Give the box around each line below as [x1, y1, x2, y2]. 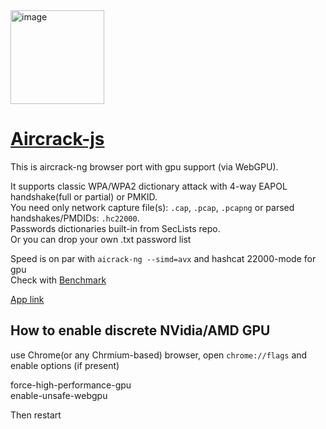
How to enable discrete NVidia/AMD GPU [10, 322, 271, 339]
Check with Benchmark [10, 274, 107, 286]
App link [10, 293, 45, 305]
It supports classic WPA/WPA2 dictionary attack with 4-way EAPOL [10, 180, 288, 192]
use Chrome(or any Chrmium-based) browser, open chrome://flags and [10, 349, 308, 361]
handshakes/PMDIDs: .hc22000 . [10, 212, 140, 224]
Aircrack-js [10, 128, 105, 151]
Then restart [10, 409, 62, 421]
